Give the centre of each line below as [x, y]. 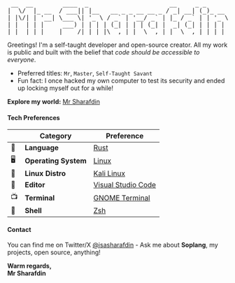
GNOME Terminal [122, 198]
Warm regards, [30, 266]
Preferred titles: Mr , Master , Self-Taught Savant [85, 73]
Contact [19, 229]
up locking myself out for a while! [65, 88]
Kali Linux [109, 173]
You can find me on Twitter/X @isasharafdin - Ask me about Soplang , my [113, 245]
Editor [35, 185]
